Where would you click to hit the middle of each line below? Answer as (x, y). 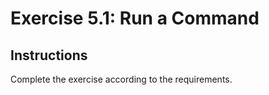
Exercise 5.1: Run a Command (135, 18)
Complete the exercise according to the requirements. (121, 79)
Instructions (49, 55)
